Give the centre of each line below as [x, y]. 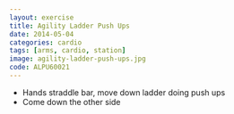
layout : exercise [42, 17]
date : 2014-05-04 [42, 34]
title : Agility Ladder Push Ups [69, 26]
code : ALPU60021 [39, 68]
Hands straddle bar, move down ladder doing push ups [124, 92]
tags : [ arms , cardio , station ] [68, 51]
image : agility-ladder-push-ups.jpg [78, 59]
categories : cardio [46, 42]
